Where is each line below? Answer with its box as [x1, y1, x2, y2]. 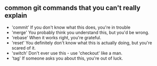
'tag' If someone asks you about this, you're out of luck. [11, 55, 123, 61]
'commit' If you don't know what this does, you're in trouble [11, 24, 131, 30]
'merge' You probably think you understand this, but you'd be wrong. [11, 29, 150, 35]
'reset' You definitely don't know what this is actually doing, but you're [11, 40, 152, 46]
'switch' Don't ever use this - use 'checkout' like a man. [11, 50, 123, 56]
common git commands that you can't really [4, 4, 141, 12]
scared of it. [11, 45, 36, 50]
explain [4, 12, 28, 20]
